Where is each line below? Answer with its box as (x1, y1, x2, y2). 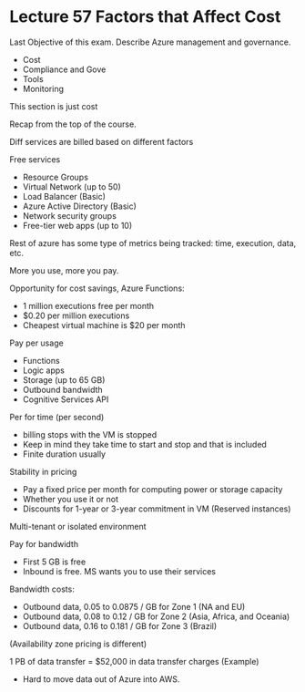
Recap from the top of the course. (9, 119, 137, 129)
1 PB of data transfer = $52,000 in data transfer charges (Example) (9, 656, 259, 666)
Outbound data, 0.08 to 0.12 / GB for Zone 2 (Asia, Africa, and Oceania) (22, 611, 290, 622)
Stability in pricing (9, 466, 77, 477)
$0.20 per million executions (22, 310, 130, 321)
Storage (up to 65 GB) (22, 374, 106, 385)
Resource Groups (22, 171, 89, 182)
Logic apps (22, 365, 66, 376)
